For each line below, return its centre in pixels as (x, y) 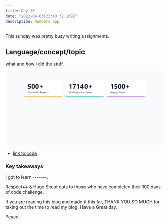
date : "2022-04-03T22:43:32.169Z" (41, 16)
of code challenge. (25, 192)
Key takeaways (24, 166)
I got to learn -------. (27, 177)
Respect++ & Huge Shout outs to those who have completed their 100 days (83, 187)
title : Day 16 (20, 11)
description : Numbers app (32, 21)
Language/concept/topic (45, 52)
